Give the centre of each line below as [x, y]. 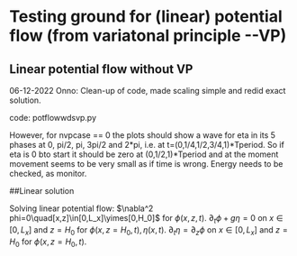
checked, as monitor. [48, 174]
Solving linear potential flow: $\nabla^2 [81, 208]
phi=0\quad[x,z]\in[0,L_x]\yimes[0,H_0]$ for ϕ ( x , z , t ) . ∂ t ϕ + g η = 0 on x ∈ [146, 219]
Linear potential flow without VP [101, 69]
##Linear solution [42, 191]
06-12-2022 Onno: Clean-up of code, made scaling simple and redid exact [148, 91]
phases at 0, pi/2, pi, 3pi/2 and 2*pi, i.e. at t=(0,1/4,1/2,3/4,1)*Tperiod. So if [147, 145]
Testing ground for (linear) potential [146, 17]
